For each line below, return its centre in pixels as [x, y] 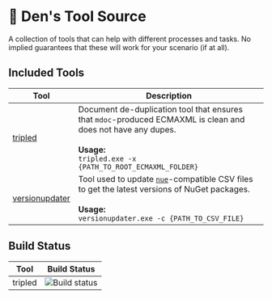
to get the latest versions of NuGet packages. [164, 189]
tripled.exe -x [107, 158]
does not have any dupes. [127, 129]
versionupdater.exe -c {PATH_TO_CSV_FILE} [161, 218]
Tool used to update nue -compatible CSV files [166, 179]
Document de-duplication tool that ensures [160, 109]
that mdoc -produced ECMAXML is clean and [161, 119]
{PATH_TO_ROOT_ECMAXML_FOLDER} [138, 166]
